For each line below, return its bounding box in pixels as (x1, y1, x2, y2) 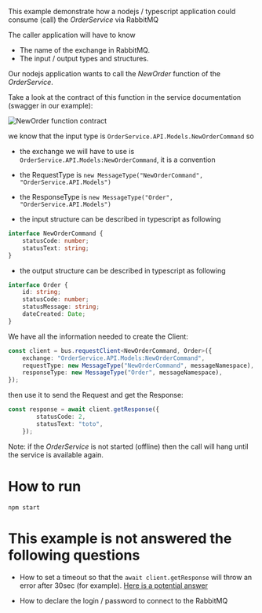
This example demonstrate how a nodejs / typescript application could (8, 7, 236, 16)
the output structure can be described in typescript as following (19, 266, 226, 275)
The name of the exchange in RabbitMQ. (19, 46, 151, 54)
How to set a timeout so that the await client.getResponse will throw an (19, 572, 253, 582)
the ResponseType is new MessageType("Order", (19, 193, 174, 201)
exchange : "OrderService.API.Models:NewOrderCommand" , (22, 354, 206, 362)
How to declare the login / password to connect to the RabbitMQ (19, 596, 228, 605)
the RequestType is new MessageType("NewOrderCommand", (19, 171, 204, 179)
